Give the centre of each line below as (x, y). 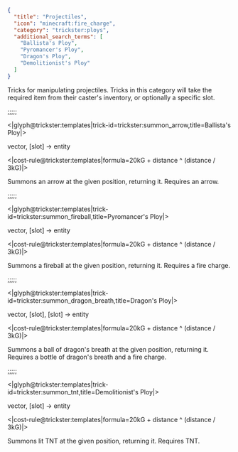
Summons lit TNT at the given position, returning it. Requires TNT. (104, 441)
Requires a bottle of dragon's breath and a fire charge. (87, 357)
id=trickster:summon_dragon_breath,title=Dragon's (82, 300)
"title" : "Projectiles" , (50, 17)
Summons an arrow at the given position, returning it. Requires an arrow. (113, 181)
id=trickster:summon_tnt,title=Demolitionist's (73, 392)
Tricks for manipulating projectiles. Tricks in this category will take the (110, 90)
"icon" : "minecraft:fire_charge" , (65, 23)
